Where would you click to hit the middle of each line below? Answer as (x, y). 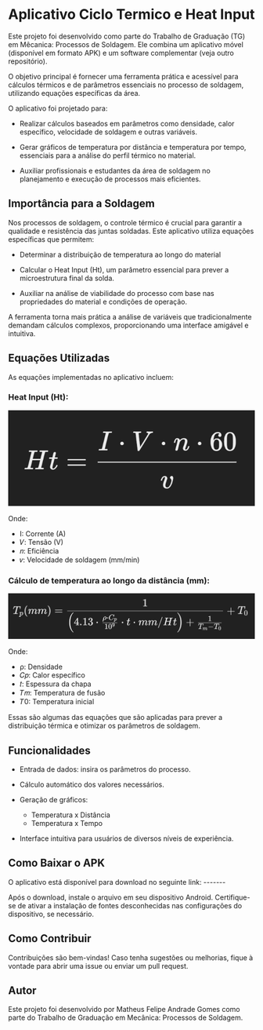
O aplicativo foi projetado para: (58, 108)
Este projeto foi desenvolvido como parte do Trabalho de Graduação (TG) (127, 36)
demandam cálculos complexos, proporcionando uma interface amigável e (128, 325)
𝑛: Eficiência (39, 550)
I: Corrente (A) (43, 533)
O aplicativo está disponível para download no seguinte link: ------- (117, 882)
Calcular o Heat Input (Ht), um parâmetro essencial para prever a (124, 269)
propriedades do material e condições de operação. (103, 301)
